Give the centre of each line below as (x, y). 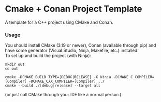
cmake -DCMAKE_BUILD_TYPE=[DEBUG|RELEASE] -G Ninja (58, 77)
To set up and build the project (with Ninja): (48, 56)
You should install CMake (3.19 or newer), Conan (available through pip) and (80, 45)
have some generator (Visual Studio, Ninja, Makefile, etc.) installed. (72, 51)
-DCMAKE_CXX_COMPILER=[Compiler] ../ (67, 81)
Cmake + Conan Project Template (74, 9)
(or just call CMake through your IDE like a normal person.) (63, 95)
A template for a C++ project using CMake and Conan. (59, 22)
